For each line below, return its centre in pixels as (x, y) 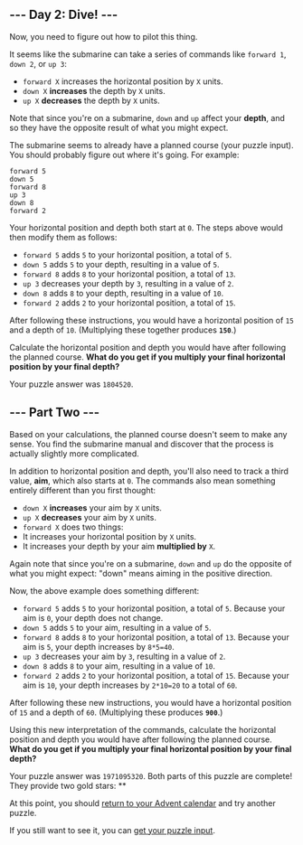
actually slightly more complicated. (75, 453)
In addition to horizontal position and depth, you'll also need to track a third (149, 471)
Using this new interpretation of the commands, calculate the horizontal (143, 729)
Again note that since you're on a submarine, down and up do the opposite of (151, 563)
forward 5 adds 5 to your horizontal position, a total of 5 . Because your (154, 608)
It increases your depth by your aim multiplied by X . (119, 546)
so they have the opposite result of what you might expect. (119, 127)
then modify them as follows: (63, 237)
